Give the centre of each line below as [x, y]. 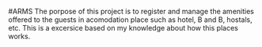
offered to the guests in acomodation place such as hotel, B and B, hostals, [131, 20]
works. [19, 36]
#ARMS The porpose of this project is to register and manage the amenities [131, 11]
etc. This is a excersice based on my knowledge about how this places [123, 28]
